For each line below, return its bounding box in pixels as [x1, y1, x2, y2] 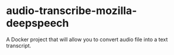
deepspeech [6, 16, 69, 30]
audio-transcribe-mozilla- [6, 4, 137, 18]
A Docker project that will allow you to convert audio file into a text [6, 36, 168, 43]
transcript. [6, 42, 31, 49]
